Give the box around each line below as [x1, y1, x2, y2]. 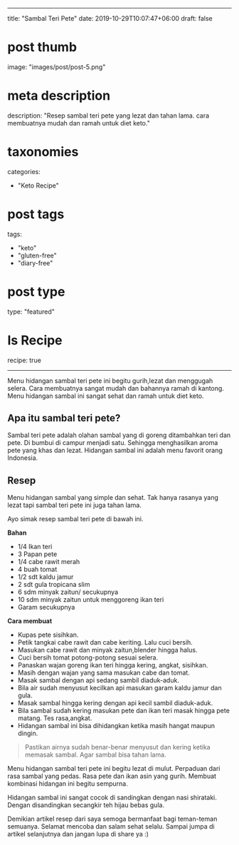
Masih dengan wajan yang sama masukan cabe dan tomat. [17, 668, 190, 677]
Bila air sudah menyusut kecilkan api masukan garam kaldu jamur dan [17, 684, 222, 692]
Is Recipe [7, 332, 63, 348]
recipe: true [7, 356, 41, 364]
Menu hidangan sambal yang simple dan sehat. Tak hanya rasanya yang [7, 493, 219, 502]
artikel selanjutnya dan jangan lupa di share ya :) [7, 830, 149, 839]
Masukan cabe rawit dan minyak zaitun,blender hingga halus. [17, 646, 198, 655]
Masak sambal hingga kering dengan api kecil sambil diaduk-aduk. [17, 699, 213, 707]
